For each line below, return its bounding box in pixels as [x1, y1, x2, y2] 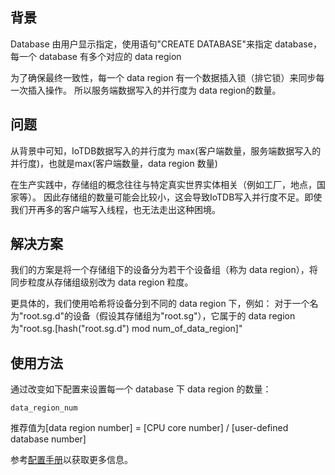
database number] [10, 433, 87, 445]
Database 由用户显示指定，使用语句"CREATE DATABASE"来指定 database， [10, 38, 322, 50]
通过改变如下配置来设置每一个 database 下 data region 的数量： [10, 383, 272, 395]
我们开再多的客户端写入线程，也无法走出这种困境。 [10, 203, 221, 215]
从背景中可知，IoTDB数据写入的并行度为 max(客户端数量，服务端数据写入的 [10, 144, 322, 157]
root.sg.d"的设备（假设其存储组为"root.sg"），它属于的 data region [23, 310, 296, 322]
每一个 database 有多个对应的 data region [10, 50, 182, 62]
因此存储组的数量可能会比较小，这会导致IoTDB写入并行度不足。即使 [43, 191, 323, 203]
